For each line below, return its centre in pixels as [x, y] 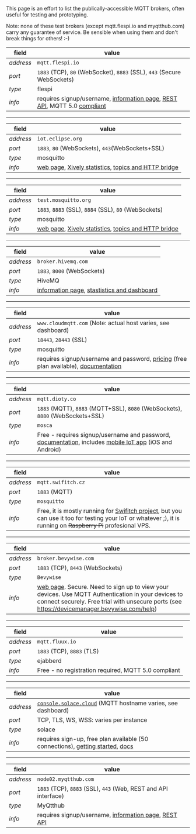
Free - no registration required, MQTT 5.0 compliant [109, 670]
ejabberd [49, 661]
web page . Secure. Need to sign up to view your [103, 587]
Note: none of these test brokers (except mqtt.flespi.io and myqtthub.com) [95, 26]
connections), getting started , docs [85, 746]
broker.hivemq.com [63, 262]
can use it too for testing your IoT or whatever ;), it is [108, 518]
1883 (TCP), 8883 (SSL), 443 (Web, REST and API [102, 789]
